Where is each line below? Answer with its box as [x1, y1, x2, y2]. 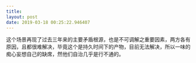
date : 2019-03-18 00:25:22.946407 [6, 19, 91, 25]
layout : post [6, 14, 38, 20]
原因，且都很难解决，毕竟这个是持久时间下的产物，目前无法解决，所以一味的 [6, 43, 191, 50]
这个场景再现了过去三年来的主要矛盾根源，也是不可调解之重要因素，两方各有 [6, 36, 191, 43]
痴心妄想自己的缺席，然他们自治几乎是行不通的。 [6, 51, 124, 58]
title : [6, 8, 22, 15]
